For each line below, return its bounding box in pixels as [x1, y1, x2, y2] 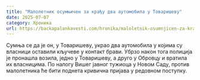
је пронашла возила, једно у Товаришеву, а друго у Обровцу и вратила [6, 54, 187, 61]
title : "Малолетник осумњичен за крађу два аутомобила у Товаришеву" [6, 8, 183, 15]
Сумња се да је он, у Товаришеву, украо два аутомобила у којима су [6, 42, 183, 49]
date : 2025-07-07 [6, 14, 49, 20]
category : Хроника [6, 20, 52, 26]
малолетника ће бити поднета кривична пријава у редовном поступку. [6, 67, 187, 75]
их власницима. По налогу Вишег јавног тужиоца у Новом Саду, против [6, 61, 190, 68]
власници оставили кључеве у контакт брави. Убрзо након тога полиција [6, 48, 192, 56]
